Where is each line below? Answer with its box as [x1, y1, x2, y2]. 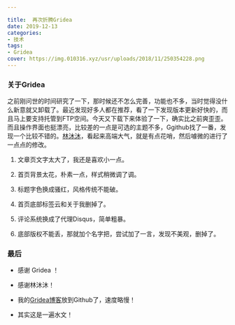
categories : [7, 29, 42, 36]
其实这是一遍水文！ [17, 310, 73, 319]
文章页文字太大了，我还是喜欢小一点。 [17, 155, 128, 164]
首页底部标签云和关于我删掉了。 [17, 200, 110, 208]
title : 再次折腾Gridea [7, 16, 72, 23]
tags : [7, 43, 23, 50]
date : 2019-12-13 [7, 22, 58, 30]
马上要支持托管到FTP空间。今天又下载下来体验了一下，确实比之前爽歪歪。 [13, 115, 227, 123]
